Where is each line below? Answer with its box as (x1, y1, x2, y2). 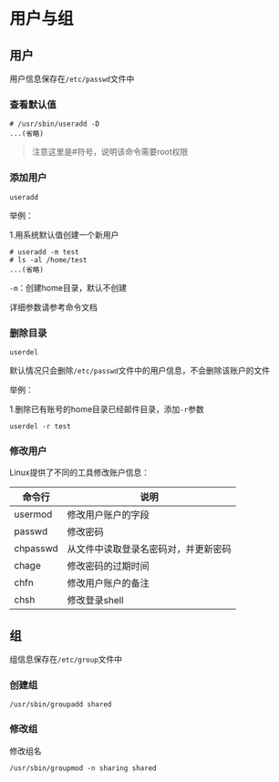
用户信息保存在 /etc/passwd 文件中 (9, 74, 135, 84)
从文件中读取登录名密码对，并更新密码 (67, 543, 232, 556)
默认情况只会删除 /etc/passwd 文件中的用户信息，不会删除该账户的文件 (9, 365, 271, 376)
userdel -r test (9, 421, 71, 431)
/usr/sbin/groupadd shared (9, 700, 112, 709)
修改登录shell (67, 594, 125, 607)
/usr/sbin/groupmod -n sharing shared (9, 763, 157, 773)
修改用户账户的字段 (67, 509, 150, 521)
